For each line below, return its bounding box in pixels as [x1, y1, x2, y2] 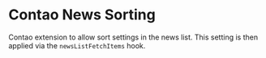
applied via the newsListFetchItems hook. [8, 40, 146, 50]
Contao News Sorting [8, 6, 156, 24]
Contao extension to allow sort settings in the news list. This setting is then [8, 32, 258, 42]
